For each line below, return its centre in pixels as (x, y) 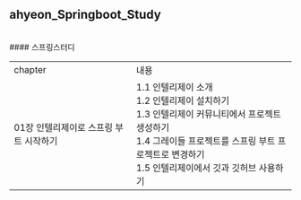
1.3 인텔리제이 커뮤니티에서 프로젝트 (209, 114)
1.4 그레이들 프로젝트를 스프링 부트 (206, 141)
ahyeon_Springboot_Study (85, 15)
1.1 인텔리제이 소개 (174, 87)
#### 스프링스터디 (42, 47)
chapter (30, 69)
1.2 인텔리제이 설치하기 (183, 100)
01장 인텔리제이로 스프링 (64, 127)
